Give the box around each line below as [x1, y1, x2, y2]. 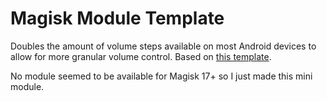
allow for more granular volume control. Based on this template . [10, 50, 272, 62]
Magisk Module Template [10, 7, 225, 30]
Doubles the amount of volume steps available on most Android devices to [10, 40, 317, 52]
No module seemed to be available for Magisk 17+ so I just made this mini [10, 70, 313, 82]
